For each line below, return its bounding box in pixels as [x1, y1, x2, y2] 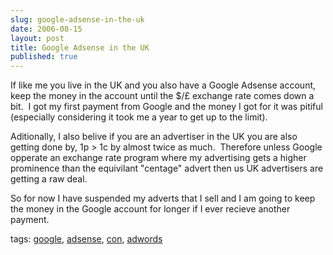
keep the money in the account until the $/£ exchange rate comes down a [10, 90, 315, 102]
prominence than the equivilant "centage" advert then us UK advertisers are [10, 162, 324, 175]
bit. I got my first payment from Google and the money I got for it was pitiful [10, 101, 323, 113]
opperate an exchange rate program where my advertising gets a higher [10, 152, 307, 164]
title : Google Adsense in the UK [10, 42, 150, 53]
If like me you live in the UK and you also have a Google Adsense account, [10, 79, 317, 91]
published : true [10, 52, 78, 62]
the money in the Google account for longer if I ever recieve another [10, 203, 291, 215]
